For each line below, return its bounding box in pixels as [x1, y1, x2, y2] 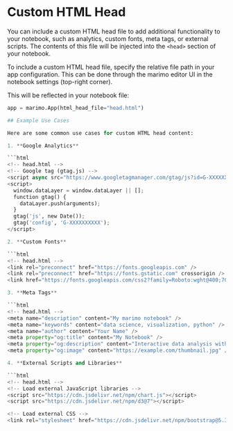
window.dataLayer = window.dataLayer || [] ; [13, 187, 144, 194]
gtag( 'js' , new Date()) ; [13, 213, 85, 220]
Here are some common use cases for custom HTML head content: [7, 129, 194, 136]
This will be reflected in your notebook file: [7, 91, 130, 99]
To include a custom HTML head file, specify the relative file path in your [7, 63, 215, 71]
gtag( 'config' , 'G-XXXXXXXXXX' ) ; [13, 220, 110, 227]
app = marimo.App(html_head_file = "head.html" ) [7, 104, 144, 111]
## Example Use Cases [7, 117, 70, 124]
